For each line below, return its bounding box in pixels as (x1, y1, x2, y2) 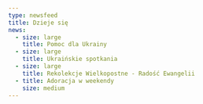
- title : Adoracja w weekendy (15, 77, 114, 84)
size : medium (22, 84, 65, 92)
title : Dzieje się (8, 19, 68, 27)
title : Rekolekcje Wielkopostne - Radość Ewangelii (22, 70, 195, 77)
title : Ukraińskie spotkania (22, 56, 118, 63)
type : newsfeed (8, 11, 58, 20)
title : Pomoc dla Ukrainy (22, 41, 108, 48)
